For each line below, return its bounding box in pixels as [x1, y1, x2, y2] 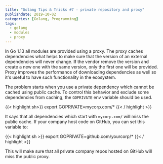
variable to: [5, 124, 28, 130]
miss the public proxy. [5, 153, 50, 159]
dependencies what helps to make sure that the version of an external [5, 53, 148, 59]
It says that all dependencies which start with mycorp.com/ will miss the [5, 113, 149, 119]
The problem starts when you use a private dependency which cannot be [5, 84, 155, 90]
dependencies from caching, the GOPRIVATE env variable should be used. [5, 94, 153, 100]
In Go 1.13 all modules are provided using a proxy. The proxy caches [5, 48, 143, 54]
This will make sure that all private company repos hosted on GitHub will [5, 148, 152, 154]
